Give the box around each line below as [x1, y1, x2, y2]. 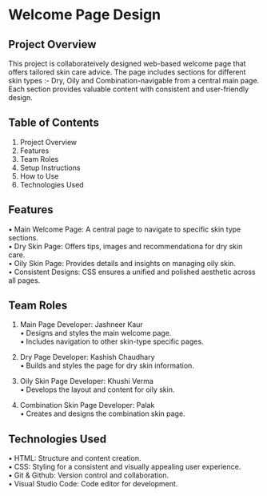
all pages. [8, 275, 41, 285]
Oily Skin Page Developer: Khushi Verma [19, 377, 154, 386]
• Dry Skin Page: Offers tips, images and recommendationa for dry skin [8, 241, 243, 251]
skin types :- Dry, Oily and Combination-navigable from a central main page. [8, 76, 260, 85]
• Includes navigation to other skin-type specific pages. [19, 337, 204, 346]
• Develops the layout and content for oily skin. [19, 385, 175, 394]
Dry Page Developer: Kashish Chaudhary [19, 353, 155, 362]
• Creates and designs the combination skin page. [19, 409, 185, 418]
